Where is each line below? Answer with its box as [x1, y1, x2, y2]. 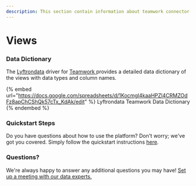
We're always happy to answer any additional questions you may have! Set [6, 167, 186, 174]
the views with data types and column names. [6, 75, 117, 82]
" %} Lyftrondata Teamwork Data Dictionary [84, 98, 190, 106]
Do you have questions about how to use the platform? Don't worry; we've [6, 133, 185, 140]
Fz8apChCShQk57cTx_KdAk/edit [6, 98, 85, 106]
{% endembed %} [6, 104, 50, 111]
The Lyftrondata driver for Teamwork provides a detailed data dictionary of [6, 68, 186, 75]
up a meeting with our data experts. [6, 173, 92, 180]
